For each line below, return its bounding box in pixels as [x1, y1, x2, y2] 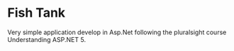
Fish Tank [7, 5, 66, 21]
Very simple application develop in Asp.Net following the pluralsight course [7, 28, 227, 36]
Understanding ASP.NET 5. [7, 35, 87, 43]
